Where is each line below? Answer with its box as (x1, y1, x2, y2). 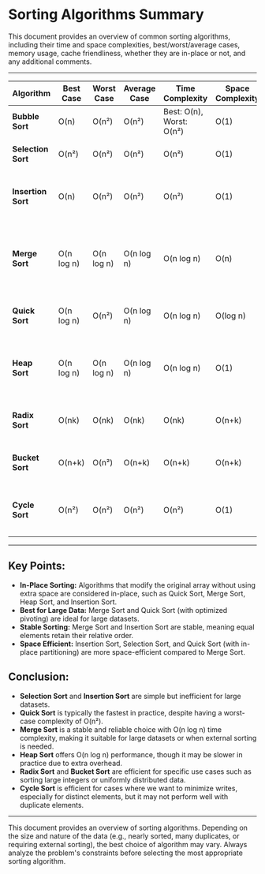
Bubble (12, 110, 39, 121)
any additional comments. (8, 57, 92, 66)
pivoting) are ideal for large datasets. (19, 614, 140, 623)
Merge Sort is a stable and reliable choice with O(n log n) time (19, 724, 222, 734)
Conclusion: (8, 670, 69, 684)
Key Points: (8, 559, 65, 573)
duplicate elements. (19, 800, 84, 809)
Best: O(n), (162, 106, 203, 117)
